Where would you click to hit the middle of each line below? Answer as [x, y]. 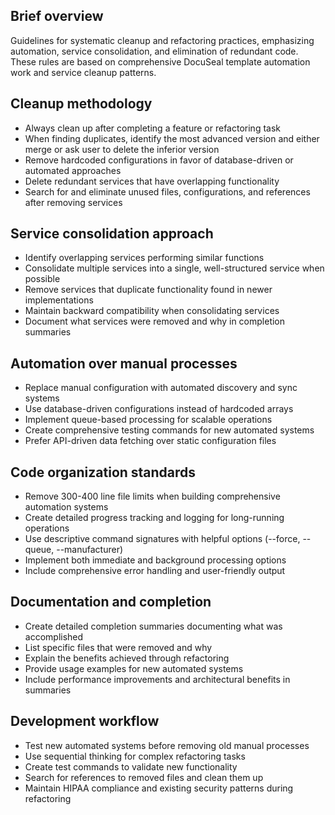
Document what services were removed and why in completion [155, 321]
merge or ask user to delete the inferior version [122, 149]
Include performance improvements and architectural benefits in [157, 679]
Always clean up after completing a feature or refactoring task [152, 128]
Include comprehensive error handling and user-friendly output [155, 571]
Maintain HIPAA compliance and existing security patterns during [159, 788]
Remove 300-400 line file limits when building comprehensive [152, 496]
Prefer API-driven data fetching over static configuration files [150, 441]
